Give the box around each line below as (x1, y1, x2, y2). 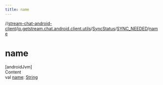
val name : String (5, 74, 38, 80)
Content (5, 69, 21, 75)
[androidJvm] (5, 64, 33, 69)
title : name (5, 7, 29, 12)
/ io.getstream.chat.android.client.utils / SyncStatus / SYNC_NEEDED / (16, 25, 150, 32)
